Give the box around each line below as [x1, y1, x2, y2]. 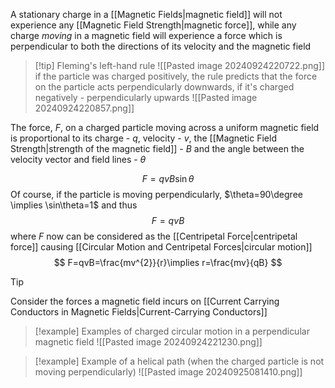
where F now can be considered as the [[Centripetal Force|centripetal [10, 230, 298, 242]
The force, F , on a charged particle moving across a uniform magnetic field [10, 122, 320, 133]
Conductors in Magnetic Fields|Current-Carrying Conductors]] [10, 306, 268, 318]
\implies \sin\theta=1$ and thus [10, 199, 138, 211]
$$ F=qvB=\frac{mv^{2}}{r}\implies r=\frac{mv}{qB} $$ [53, 257, 283, 268]
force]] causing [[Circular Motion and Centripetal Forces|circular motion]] [10, 241, 313, 253]
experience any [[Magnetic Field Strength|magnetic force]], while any [10, 19, 297, 31]
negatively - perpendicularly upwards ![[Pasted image [34, 92, 258, 103]
